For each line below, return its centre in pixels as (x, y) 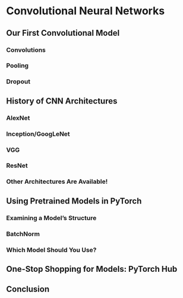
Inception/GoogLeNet (38, 134)
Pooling (17, 65)
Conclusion (28, 289)
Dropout (18, 81)
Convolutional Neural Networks (86, 11)
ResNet (17, 166)
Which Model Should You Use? (51, 250)
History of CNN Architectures (62, 101)
